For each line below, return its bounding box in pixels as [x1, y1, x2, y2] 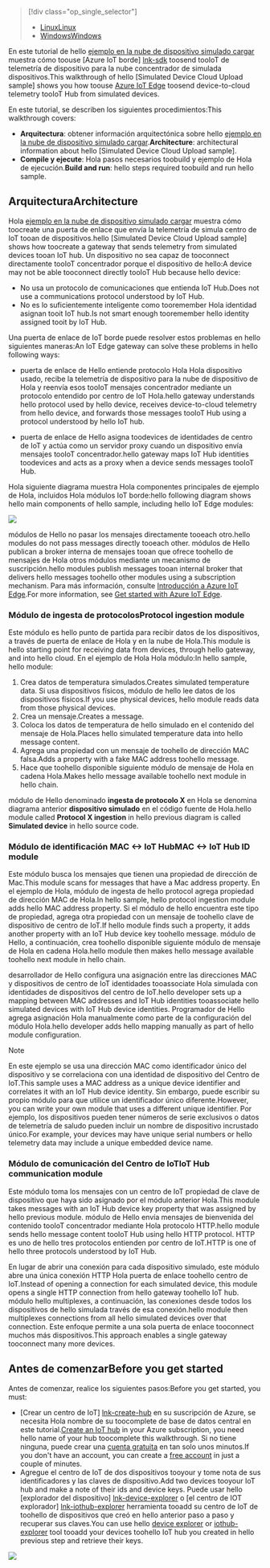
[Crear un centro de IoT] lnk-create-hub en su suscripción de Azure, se [19, 1407, 256, 1417]
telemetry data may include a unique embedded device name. [8, 1138, 214, 1148]
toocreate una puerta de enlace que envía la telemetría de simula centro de [8, 224, 257, 234]
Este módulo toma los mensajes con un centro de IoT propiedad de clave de [8, 1186, 260, 1196]
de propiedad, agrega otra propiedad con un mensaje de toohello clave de [8, 912, 255, 922]
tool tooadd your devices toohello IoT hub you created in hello [49, 1527, 255, 1537]
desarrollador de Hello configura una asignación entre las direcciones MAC [8, 970, 257, 980]
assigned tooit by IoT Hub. [19, 317, 107, 326]
